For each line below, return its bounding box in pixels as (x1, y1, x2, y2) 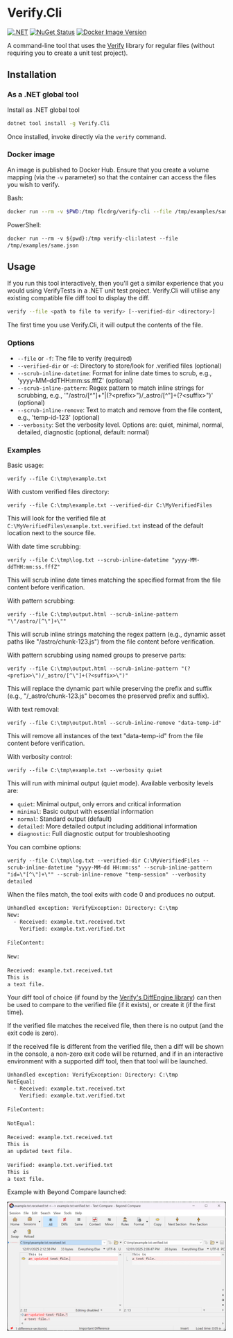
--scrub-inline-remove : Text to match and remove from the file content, (17, 405, 223, 414)
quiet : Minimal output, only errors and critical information (17, 799, 182, 808)
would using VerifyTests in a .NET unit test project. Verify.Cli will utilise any (7, 286, 221, 295)
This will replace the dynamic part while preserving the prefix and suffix (7, 684, 213, 692)
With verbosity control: (7, 752, 73, 760)
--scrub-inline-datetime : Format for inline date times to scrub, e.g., (17, 368, 212, 377)
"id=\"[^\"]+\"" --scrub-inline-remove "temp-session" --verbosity (7, 871, 207, 878)
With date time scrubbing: (7, 542, 81, 550)
